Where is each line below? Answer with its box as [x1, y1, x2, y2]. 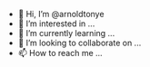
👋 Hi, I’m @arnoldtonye [17, 9, 105, 19]
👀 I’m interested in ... [17, 18, 95, 29]
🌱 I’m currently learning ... [17, 28, 115, 38]
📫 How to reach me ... [17, 48, 103, 58]
